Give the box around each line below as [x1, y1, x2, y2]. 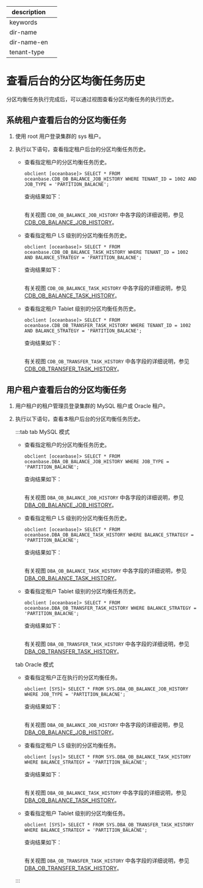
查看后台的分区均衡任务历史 [6, 74, 146, 88]
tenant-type [9, 48, 45, 56]
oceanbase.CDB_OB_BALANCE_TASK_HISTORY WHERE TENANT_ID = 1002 [24, 249, 189, 255]
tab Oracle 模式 [15, 660, 54, 668]
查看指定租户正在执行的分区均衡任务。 [24, 674, 121, 681]
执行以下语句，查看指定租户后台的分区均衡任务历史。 [15, 145, 149, 153]
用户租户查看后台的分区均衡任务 [6, 384, 127, 395]
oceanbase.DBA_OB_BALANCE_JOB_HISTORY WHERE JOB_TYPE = [24, 458, 169, 464]
